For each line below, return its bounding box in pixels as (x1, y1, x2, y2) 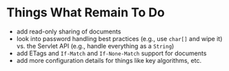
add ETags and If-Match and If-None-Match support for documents (16, 49, 207, 57)
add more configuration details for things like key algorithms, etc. (16, 56, 201, 64)
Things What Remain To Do (6, 5, 165, 20)
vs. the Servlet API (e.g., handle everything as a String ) (16, 42, 175, 50)
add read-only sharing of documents (16, 27, 121, 35)
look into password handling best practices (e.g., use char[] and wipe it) (16, 34, 223, 42)
